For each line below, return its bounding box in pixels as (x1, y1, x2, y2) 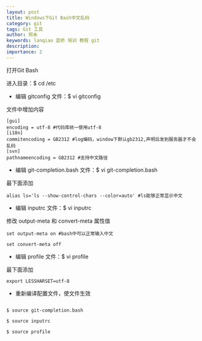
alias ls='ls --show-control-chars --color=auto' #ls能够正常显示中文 (6, 193, 183, 199)
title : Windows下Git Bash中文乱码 (6, 15, 90, 21)
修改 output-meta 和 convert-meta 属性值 (6, 217, 110, 224)
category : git (6, 20, 43, 26)
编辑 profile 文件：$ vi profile (15, 253, 89, 260)
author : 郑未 (6, 32, 38, 38)
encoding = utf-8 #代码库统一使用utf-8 (6, 124, 102, 131)
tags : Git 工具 (6, 26, 43, 33)
